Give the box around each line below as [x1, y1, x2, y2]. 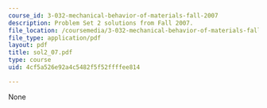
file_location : [8, 26, 59, 34]
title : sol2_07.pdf [8, 48, 73, 56]
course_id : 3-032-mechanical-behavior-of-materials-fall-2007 [8, 11, 219, 20]
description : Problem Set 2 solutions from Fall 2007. [8, 19, 194, 27]
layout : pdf [8, 41, 48, 49]
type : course [8, 56, 52, 64]
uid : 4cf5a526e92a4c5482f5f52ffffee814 [8, 64, 141, 71]
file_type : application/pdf [8, 33, 102, 42]
